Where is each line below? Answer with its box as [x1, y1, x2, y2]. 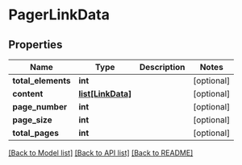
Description [139, 62, 186, 72]
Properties [8, 38, 63, 52]
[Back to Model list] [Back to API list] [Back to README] [8, 148, 194, 158]
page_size [12, 114, 52, 126]
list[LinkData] [78, 89, 131, 99]
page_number [12, 101, 67, 112]
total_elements [12, 75, 71, 86]
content [12, 89, 44, 99]
